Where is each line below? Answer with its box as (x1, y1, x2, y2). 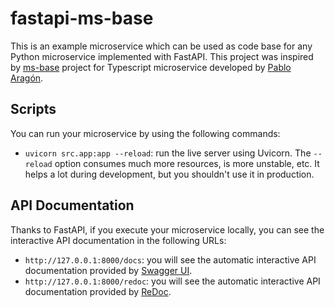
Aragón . (10, 72, 44, 84)
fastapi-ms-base (10, 7, 154, 30)
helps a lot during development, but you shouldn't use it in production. (24, 168, 315, 180)
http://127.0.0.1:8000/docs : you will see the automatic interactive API (24, 253, 317, 266)
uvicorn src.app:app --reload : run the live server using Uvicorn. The (24, 147, 312, 159)
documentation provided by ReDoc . (24, 285, 172, 297)
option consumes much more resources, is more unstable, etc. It (54, 157, 320, 169)
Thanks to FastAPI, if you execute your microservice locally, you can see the (10, 223, 325, 236)
